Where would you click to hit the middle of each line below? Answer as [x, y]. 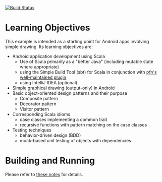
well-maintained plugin [43, 77]
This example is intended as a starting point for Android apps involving [77, 41]
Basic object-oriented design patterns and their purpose [70, 93]
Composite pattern [39, 98]
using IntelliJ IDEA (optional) [49, 82]
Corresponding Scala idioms [41, 114]
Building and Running [50, 161]
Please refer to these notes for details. [44, 174]
